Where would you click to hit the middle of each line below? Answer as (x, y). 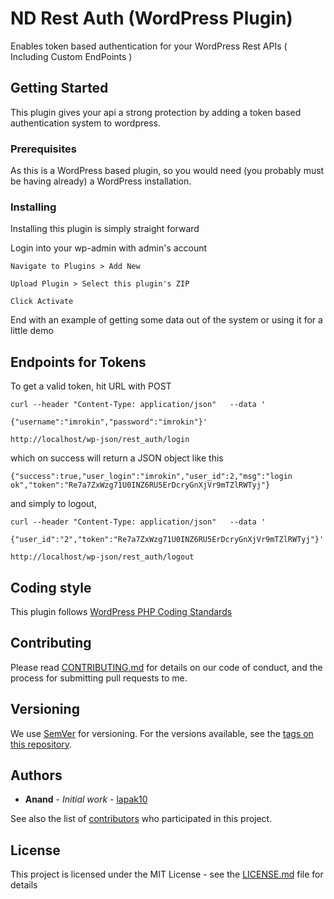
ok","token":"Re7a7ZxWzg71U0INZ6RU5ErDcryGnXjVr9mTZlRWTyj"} (140, 485)
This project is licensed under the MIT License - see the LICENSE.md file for (167, 874)
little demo (32, 331)
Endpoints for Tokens (78, 362)
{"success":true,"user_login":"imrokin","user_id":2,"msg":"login (151, 477)
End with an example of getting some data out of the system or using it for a (166, 320)
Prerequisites (43, 149)
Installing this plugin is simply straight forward (105, 229)
